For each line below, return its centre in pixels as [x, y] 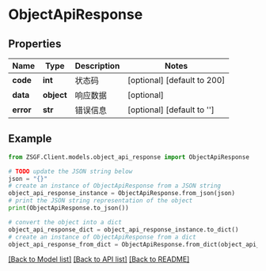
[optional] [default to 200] [177, 80]
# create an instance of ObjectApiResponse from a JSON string [115, 186]
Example [30, 139]
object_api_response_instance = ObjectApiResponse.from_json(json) [122, 194]
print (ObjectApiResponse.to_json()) [68, 208]
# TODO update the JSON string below [70, 171]
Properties [35, 44]
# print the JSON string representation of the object [101, 201]
